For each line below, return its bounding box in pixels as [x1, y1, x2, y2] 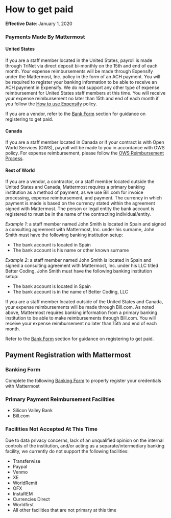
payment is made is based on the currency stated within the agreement [5, 200, 156, 207]
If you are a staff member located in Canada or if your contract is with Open [5, 139, 164, 145]
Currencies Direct [12, 496, 50, 502]
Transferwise [12, 458, 41, 464]
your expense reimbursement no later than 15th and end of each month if [5, 96, 159, 102]
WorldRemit [12, 480, 37, 486]
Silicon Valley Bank [12, 408, 53, 414]
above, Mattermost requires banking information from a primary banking [5, 309, 157, 316]
